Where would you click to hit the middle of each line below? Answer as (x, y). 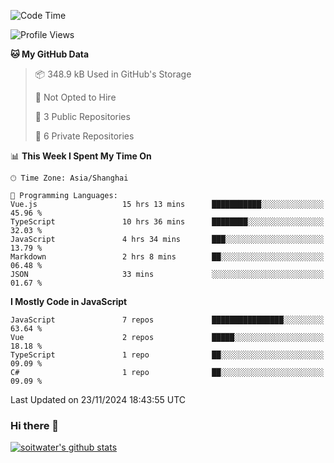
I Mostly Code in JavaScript (69, 301)
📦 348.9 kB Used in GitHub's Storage (113, 74)
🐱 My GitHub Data (50, 54)
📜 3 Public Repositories (82, 116)
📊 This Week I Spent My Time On (81, 156)
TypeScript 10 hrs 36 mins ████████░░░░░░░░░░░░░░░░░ (167, 222)
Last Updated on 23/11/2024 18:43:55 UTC (98, 399)
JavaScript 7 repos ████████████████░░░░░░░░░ (167, 320)
